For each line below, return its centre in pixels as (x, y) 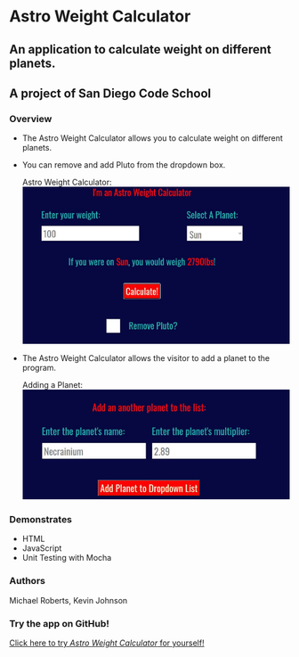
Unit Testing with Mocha (67, 558)
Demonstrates (41, 520)
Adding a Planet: (52, 384)
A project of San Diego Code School (110, 93)
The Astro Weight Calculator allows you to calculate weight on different (152, 138)
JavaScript (42, 548)
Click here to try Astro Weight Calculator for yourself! (107, 643)
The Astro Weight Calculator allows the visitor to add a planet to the (145, 357)
